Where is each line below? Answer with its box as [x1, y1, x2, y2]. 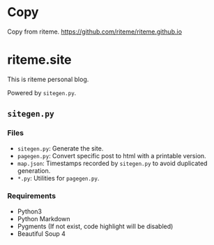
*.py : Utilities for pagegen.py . [17, 174, 100, 182]
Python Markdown [17, 214, 71, 223]
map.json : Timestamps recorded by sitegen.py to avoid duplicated [17, 159, 208, 167]
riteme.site [7, 52, 72, 68]
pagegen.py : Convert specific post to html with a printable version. [17, 151, 207, 160]
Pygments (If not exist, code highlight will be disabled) [17, 222, 174, 230]
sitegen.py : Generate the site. [17, 144, 104, 153]
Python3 [17, 207, 42, 216]
